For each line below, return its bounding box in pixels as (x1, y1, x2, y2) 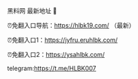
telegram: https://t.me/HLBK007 (7, 65, 97, 72)
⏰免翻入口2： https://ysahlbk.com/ (7, 51, 105, 58)
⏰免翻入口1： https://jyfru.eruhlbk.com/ (7, 36, 118, 44)
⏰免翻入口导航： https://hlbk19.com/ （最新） (7, 21, 136, 30)
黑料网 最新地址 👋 (7, 7, 57, 14)
